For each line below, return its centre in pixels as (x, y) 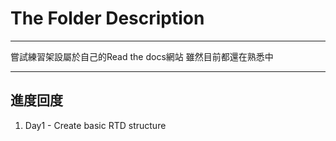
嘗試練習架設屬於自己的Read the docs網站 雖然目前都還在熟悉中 (142, 56)
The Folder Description (107, 18)
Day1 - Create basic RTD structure (95, 125)
